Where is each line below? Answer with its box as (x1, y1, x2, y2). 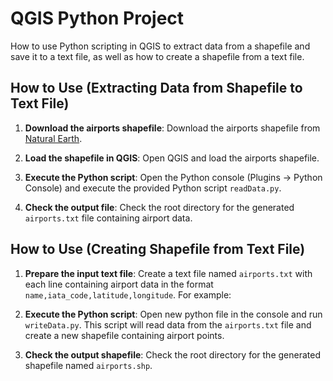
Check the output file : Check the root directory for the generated (24, 201, 295, 213)
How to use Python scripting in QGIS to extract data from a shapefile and (10, 40, 311, 52)
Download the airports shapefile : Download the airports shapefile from (24, 122, 321, 134)
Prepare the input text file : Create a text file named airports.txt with (24, 267, 313, 279)
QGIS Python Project (10, 7, 185, 30)
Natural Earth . (24, 132, 83, 144)
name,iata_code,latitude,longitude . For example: (24, 288, 232, 301)
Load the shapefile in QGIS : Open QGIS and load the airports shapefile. (24, 152, 320, 164)
